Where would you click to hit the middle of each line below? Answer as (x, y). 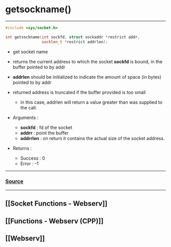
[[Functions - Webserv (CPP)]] (54, 221)
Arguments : (25, 117)
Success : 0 (33, 158)
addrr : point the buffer (44, 133)
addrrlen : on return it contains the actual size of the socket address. (92, 138)
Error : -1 (30, 163)
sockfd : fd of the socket (46, 127)
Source (15, 182)
